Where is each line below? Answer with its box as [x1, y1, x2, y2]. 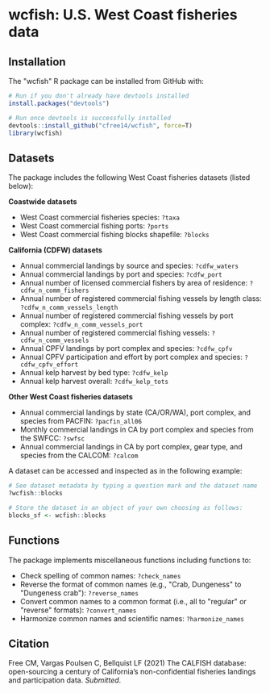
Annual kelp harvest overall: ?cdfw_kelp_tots [19, 377, 169, 386]
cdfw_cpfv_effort [19, 361, 79, 369]
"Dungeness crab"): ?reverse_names [19, 587, 139, 598]
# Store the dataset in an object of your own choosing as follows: [8, 503, 243, 511]
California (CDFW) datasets [8, 245, 103, 255]
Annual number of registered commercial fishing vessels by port [19, 311, 234, 320]
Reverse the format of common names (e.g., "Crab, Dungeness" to [19, 579, 242, 589]
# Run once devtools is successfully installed [8, 114, 172, 122]
